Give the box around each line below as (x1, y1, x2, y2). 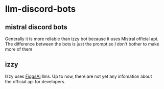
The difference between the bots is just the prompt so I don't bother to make (5, 41, 160, 47)
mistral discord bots (5, 23, 68, 31)
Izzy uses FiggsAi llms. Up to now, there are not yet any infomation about (5, 73, 152, 79)
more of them (5, 46, 33, 52)
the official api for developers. (5, 78, 66, 84)
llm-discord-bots (5, 3, 76, 15)
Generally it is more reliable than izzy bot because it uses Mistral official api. (5, 36, 159, 42)
